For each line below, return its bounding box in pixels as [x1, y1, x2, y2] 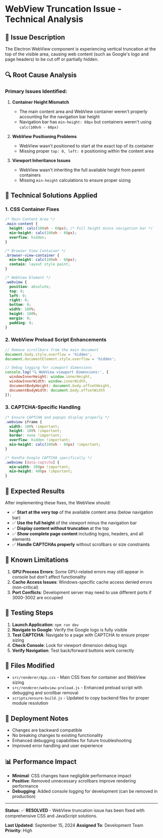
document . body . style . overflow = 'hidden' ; [5, 352, 92, 357]
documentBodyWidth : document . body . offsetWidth [9, 388, 105, 392]
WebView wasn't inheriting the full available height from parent [19, 167, 145, 173]
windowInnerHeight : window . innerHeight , [9, 374, 92, 379]
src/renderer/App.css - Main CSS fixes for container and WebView [12, 675, 146, 680]
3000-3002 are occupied [12, 594, 63, 600]
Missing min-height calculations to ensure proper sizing [19, 177, 131, 183]
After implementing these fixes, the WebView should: [5, 500, 111, 506]
